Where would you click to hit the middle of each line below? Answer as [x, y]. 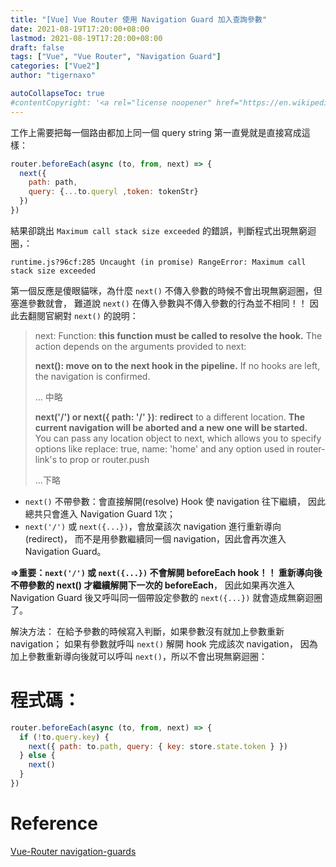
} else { [37, 756]
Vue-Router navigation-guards [73, 851]
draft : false [37, 47]
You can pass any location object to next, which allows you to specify [178, 438]
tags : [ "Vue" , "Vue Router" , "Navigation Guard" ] [116, 57]
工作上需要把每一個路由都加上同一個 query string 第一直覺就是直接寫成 [156, 132]
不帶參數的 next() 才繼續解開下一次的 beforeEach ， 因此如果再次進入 [152, 585]
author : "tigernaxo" [53, 76]
